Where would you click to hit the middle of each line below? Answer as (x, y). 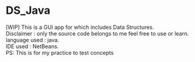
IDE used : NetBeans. (32, 46)
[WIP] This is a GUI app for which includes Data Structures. (80, 27)
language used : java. (32, 40)
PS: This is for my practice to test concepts (60, 52)
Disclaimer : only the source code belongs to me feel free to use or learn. (97, 33)
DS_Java (28, 11)
